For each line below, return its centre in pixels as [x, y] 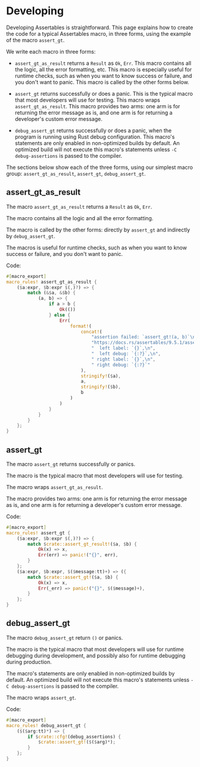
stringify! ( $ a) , [101, 376]
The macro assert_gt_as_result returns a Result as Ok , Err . [79, 206]
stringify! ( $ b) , [101, 387]
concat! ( [91, 331]
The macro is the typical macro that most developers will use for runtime [95, 649]
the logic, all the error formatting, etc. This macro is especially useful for [103, 69]
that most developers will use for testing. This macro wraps [87, 100]
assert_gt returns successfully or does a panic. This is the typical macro [104, 93]
